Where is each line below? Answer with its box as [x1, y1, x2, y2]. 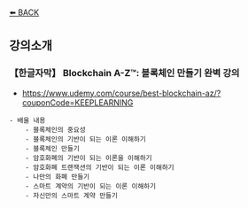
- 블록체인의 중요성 [25, 125, 86, 135]
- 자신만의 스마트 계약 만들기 [25, 191, 118, 200]
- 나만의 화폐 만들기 [25, 172, 90, 181]
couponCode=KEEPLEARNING [21, 96, 134, 108]
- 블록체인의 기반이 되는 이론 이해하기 [25, 135, 146, 143]
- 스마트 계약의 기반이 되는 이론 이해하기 [25, 181, 157, 190]
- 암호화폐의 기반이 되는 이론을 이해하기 [25, 153, 152, 162]
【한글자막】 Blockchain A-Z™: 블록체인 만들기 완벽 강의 [9, 67, 240, 80]
